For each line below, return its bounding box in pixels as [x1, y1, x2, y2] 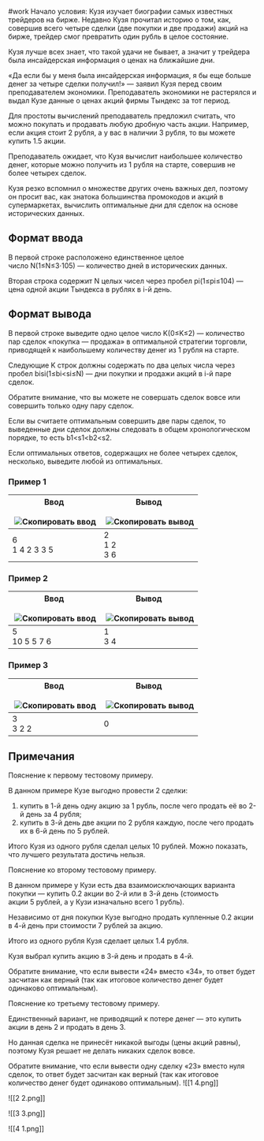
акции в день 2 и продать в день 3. [8, 1023, 126, 1032]
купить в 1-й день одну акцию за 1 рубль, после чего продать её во [19, 801, 247, 811]
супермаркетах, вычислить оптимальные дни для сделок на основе [8, 200, 239, 210]
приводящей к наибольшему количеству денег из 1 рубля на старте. [8, 345, 240, 354]
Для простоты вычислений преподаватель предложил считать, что [8, 111, 236, 121]
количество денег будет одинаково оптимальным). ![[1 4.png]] [8, 1078, 219, 1087]
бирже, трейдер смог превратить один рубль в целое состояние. [8, 32, 229, 41]
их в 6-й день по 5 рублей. [19, 826, 110, 836]
